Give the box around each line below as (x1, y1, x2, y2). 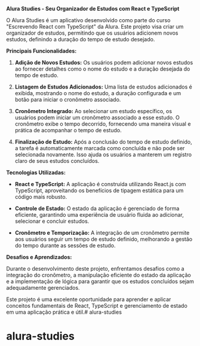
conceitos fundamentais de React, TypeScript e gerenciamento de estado (6, 302, 188, 309)
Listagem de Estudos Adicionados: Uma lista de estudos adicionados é (14, 83, 192, 90)
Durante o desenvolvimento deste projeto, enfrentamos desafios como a (6, 265, 184, 272)
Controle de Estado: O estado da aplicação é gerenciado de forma (14, 205, 180, 212)
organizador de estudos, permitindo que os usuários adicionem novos (6, 29, 179, 37)
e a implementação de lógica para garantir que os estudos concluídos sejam (6, 278, 194, 285)
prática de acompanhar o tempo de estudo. (14, 127, 122, 133)
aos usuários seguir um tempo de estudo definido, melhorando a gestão (14, 236, 193, 242)
